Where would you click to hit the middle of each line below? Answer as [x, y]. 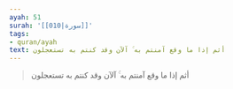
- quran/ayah [33, 42]
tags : [19, 33]
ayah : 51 [25, 17]
